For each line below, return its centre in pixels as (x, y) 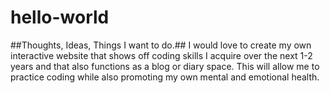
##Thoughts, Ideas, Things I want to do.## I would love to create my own (161, 45)
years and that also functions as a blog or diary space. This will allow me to (165, 66)
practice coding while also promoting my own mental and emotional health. (165, 77)
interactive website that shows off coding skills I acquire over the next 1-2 (161, 55)
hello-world (60, 17)
